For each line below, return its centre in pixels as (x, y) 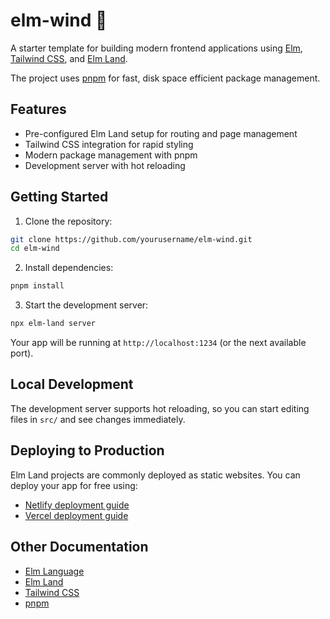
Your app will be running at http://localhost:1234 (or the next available (158, 343)
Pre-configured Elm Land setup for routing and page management (161, 133)
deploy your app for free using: (74, 485)
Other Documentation (79, 547)
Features (38, 109)
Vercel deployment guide (76, 515)
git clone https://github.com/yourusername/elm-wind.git (131, 239)
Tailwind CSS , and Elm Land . (69, 58)
